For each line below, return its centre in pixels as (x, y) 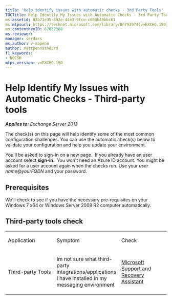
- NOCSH (14, 58)
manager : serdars (24, 39)
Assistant (132, 282)
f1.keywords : (19, 53)
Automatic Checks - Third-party (75, 99)
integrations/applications (87, 272)
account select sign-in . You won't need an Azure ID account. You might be (85, 160)
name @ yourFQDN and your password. (46, 171)
